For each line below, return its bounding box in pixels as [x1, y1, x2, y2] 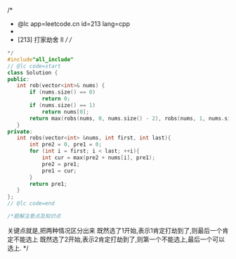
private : [7, 128, 33, 135]
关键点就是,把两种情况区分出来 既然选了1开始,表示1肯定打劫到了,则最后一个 [7, 226, 223, 234]
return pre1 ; [29, 180, 68, 187]
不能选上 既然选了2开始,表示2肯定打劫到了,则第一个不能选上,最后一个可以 [13, 235, 225, 244]
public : [7, 75, 30, 83]
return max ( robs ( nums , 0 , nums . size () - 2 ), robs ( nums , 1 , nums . [29, 115, 225, 122]
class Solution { [7, 69, 58, 76]
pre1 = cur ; [41, 167, 77, 175]
